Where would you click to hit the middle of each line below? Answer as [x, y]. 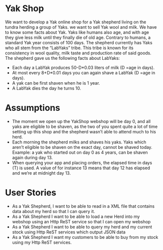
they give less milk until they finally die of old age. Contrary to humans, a [78, 37]
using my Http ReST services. [42, 242]
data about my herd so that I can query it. [54, 211]
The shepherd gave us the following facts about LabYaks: [63, 58]
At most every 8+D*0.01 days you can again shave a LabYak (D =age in [84, 72]
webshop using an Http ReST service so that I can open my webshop [81, 221]
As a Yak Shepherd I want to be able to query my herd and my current [82, 227]
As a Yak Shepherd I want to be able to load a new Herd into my [76, 216]
